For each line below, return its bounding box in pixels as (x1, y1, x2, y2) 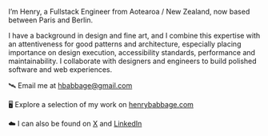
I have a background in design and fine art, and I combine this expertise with (8, 31, 261, 40)
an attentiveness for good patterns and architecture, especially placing (8, 39, 242, 49)
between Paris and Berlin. (8, 15, 94, 25)
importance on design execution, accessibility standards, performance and (8, 48, 256, 57)
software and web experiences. (8, 65, 113, 74)
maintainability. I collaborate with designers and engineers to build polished (8, 56, 258, 66)
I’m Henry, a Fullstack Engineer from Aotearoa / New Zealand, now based (8, 7, 250, 16)
